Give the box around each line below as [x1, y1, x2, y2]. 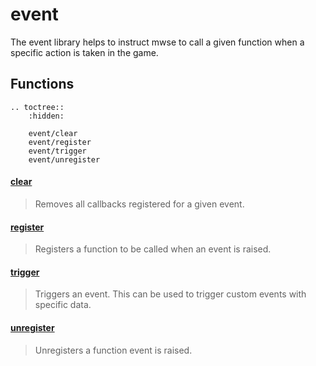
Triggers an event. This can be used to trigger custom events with [34, 288, 307, 300]
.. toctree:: [10, 102, 65, 112]
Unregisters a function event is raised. [34, 344, 193, 356]
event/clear [28, 128, 78, 138]
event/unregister [28, 154, 101, 165]
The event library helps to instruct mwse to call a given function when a [10, 36, 305, 48]
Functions [10, 76, 75, 93]
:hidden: [28, 111, 65, 121]
